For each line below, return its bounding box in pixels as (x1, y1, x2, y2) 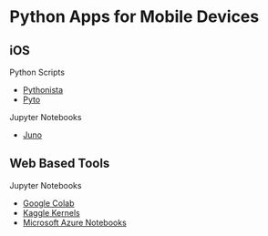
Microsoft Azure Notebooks (22, 217, 128, 228)
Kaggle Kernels (22, 207, 80, 218)
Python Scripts (9, 67, 66, 77)
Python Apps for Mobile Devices (9, 6, 260, 27)
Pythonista (22, 85, 64, 95)
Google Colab (22, 198, 75, 209)
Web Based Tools (9, 156, 110, 171)
